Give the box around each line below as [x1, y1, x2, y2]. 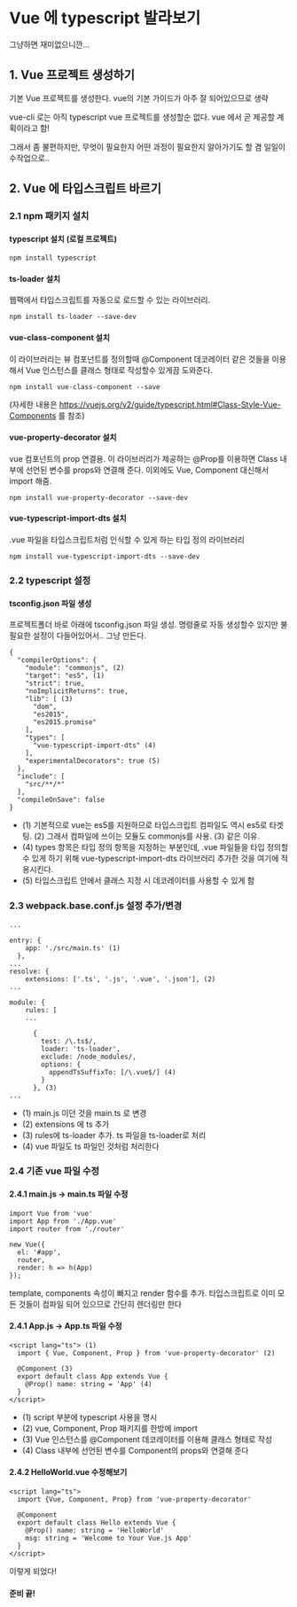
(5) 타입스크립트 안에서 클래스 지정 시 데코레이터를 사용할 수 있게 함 [21, 875, 255, 886]
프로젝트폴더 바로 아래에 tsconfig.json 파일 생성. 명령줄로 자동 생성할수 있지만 [9, 620, 279, 630]
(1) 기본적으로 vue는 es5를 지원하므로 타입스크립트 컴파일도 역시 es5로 [21, 820, 268, 831]
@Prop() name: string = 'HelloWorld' [25, 1526, 165, 1535]
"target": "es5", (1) [25, 671, 105, 681]
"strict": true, [25, 679, 86, 688]
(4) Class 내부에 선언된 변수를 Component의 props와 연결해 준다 [21, 1445, 249, 1455]
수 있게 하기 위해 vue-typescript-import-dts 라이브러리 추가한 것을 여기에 [21, 853, 279, 864]
